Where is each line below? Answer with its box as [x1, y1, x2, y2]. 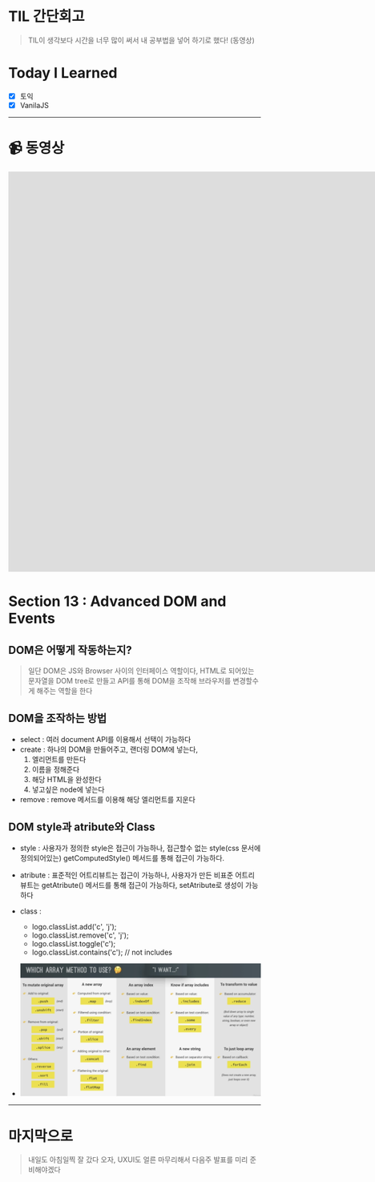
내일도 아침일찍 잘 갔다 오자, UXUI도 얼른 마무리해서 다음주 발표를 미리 [27, 1155, 248, 1164]
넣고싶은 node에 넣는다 [31, 785, 105, 794]
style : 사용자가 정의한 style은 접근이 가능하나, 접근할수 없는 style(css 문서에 [19, 843, 261, 853]
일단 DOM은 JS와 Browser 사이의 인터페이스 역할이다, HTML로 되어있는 [27, 666, 255, 676]
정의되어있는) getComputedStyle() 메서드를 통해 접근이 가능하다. [19, 853, 225, 862]
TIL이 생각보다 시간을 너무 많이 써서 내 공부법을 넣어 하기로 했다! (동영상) [27, 35, 255, 45]
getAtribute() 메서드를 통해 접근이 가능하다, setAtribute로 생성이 [41, 880, 244, 890]
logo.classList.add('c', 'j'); [31, 922, 117, 931]
